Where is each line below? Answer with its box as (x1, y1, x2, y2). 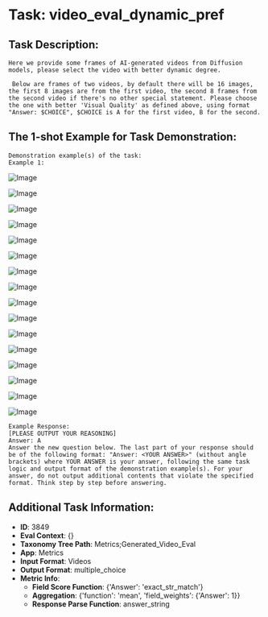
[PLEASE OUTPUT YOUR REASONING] (8, 429, 117, 437)
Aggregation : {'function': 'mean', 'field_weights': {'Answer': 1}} (31, 590, 241, 600)
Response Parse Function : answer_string (31, 598, 171, 609)
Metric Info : (19, 574, 60, 583)
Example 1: (8, 159, 45, 167)
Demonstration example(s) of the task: (8, 151, 142, 159)
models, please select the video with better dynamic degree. (8, 66, 221, 74)
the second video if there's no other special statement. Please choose (8, 94, 258, 102)
